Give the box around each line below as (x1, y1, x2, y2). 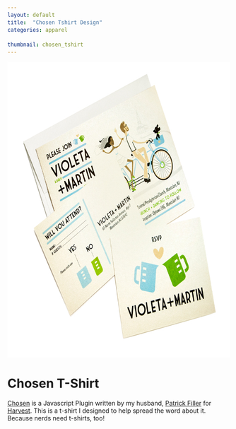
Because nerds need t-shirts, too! (7, 414, 105, 423)
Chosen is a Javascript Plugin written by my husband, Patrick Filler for (7, 399, 212, 408)
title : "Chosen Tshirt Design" (7, 18, 102, 26)
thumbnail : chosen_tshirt (7, 41, 83, 49)
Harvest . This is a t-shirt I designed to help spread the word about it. (7, 406, 206, 415)
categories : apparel (7, 26, 69, 33)
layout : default (7, 11, 55, 18)
